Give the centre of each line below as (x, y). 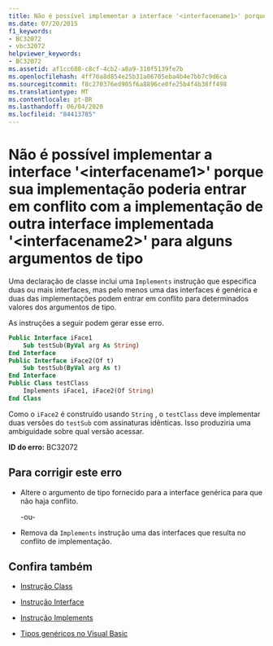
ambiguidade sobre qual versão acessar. (76, 431)
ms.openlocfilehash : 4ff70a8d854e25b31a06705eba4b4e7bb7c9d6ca (118, 77)
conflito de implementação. (66, 541)
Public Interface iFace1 (50, 338)
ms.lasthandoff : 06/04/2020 (56, 107)
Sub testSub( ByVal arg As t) (72, 368)
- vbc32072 (27, 46)
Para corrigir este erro (65, 473)
